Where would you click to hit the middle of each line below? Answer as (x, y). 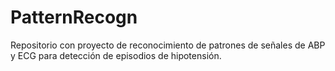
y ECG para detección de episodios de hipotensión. (116, 55)
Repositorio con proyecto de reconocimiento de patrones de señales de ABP (168, 45)
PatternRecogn (74, 17)
